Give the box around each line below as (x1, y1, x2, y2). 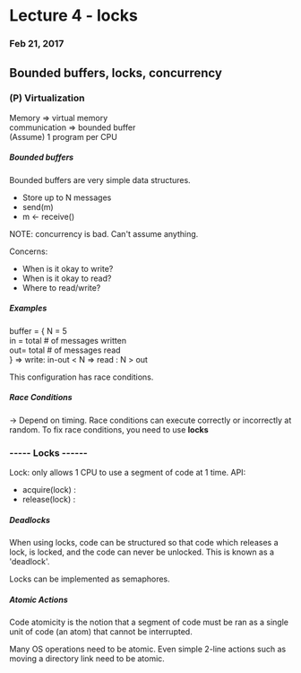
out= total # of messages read (9, 345, 121, 355)
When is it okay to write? (21, 263, 114, 274)
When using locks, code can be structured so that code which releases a (9, 537, 279, 547)
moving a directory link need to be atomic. (9, 652, 166, 664)
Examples (9, 302, 47, 314)
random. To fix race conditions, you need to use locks (9, 424, 209, 435)
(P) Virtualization (9, 92, 85, 104)
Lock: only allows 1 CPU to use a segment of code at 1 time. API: (9, 468, 246, 477)
